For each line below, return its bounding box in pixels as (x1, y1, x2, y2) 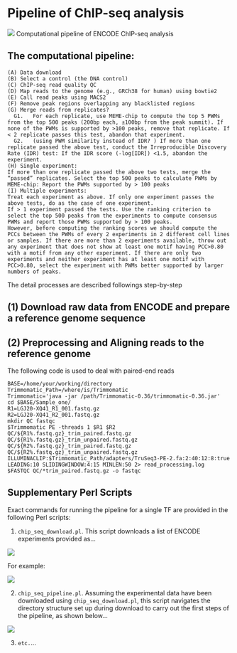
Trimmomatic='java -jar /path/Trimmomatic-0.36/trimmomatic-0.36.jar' (7, 393, 221, 400)
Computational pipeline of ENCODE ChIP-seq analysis (16, 29, 174, 38)
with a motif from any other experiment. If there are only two (7, 249, 202, 257)
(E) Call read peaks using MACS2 (7, 94, 106, 101)
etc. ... (17, 638, 37, 647)
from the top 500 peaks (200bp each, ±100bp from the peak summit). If (7, 119, 224, 126)
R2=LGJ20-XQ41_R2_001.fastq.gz (7, 411, 100, 418)
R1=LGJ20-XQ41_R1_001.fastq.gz (7, 405, 100, 412)
